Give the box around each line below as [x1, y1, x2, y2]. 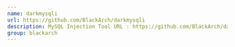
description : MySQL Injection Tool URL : [7, 23, 130, 30]
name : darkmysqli [7, 10, 58, 17]
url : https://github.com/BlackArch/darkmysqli [7, 17, 145, 23]
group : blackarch [7, 29, 58, 37]
